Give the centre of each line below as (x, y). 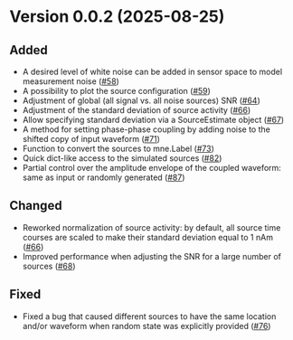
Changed (36, 206)
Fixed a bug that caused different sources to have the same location (149, 316)
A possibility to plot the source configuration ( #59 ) (116, 91)
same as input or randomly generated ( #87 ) (104, 177)
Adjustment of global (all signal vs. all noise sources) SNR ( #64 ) (141, 100)
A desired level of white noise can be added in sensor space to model (152, 71)
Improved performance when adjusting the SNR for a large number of (152, 256)
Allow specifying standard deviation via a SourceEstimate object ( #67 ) (153, 120)
